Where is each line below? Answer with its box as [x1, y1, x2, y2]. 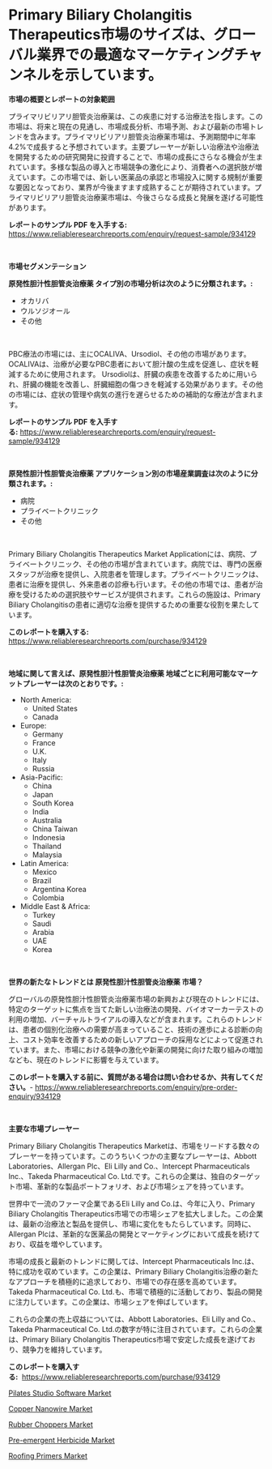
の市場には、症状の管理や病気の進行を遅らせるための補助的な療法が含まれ [8, 389, 257, 399]
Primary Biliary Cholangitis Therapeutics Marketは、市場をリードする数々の [8, 1141, 261, 1151]
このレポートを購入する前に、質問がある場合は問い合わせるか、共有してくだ [8, 1072, 263, 1082]
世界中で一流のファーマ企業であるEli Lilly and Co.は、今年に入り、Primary [8, 1198, 255, 1208]
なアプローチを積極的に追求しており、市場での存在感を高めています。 [8, 1276, 241, 1286]
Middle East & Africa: [19, 901, 91, 911]
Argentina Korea [32, 884, 87, 894]
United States [32, 703, 79, 713]
